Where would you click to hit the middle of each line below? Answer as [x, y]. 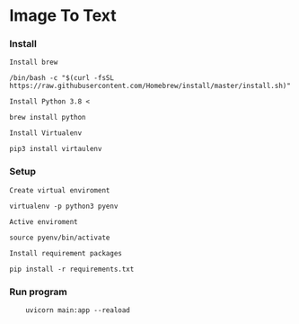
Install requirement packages [66, 253]
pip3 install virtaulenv [56, 149]
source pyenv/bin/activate [60, 238]
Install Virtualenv [46, 133]
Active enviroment [44, 221]
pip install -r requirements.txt [72, 269]
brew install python [48, 118]
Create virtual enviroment [60, 190]
